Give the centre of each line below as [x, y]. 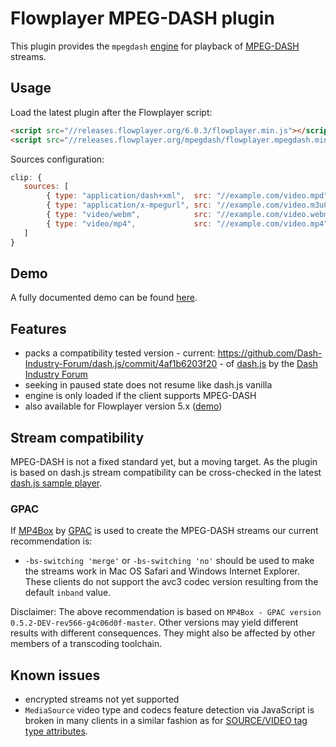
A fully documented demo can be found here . [104, 298]
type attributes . [56, 731]
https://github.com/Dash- [270, 353]
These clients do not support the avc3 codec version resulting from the [171, 582]
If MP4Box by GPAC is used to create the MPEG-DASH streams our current [164, 531]
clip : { [26, 177]
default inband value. [68, 593]
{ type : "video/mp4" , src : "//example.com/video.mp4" [187, 223]
